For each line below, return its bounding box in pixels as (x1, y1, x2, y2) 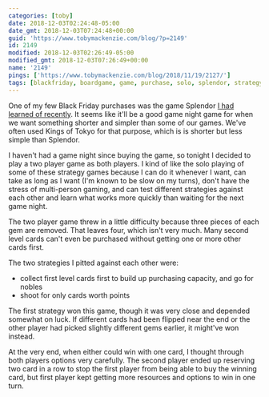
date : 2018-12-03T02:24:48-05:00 (8, 19, 120, 27)
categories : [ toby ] (8, 11, 74, 20)
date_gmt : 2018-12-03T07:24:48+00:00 (8, 26, 134, 34)
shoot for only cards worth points (19, 290, 130, 300)
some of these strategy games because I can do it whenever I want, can (8, 167, 247, 177)
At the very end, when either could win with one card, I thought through (8, 347, 244, 356)
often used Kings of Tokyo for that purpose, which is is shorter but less (8, 126, 243, 136)
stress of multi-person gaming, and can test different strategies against (8, 184, 243, 194)
